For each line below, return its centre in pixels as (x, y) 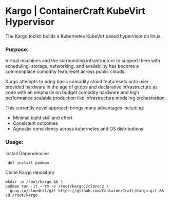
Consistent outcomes (35, 123)
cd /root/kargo (22, 195)
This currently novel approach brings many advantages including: (75, 108)
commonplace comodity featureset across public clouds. (65, 71)
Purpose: (17, 49)
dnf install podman (28, 163)
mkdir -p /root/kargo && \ (34, 182)
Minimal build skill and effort (43, 118)
